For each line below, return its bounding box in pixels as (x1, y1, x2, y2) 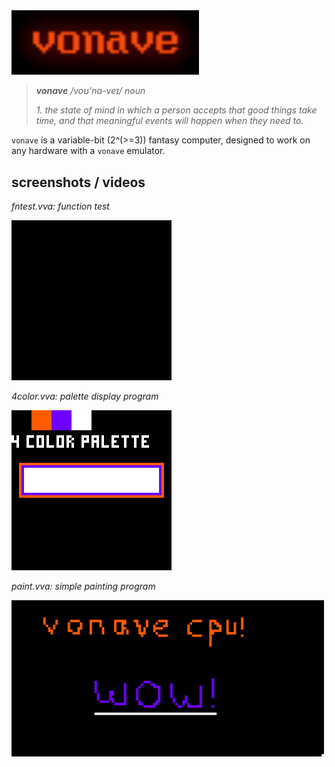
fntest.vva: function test (11, 200, 110, 213)
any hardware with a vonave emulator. (11, 145, 166, 157)
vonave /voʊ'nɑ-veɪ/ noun (35, 85, 146, 97)
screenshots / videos (11, 174, 146, 191)
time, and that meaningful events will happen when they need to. (35, 115, 304, 127)
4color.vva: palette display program (11, 390, 159, 403)
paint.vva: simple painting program (11, 580, 156, 593)
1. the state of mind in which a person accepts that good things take (35, 104, 318, 116)
